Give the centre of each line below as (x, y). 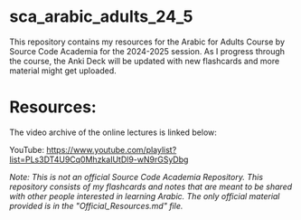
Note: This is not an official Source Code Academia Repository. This (136, 177)
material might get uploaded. (63, 71)
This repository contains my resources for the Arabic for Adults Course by (147, 42)
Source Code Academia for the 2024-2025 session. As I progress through (147, 51)
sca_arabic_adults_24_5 (101, 17)
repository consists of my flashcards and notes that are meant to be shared (151, 187)
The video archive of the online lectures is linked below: (113, 132)
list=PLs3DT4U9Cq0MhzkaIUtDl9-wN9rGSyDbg (99, 159)
